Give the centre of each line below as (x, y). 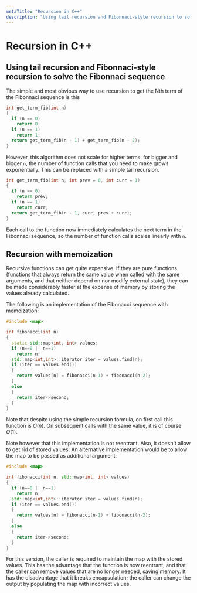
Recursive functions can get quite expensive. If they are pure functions (92, 268)
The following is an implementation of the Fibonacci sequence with (87, 305)
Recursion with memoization (60, 254)
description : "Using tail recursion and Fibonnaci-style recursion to (94, 17)
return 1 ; (29, 135)
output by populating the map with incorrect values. (68, 584)
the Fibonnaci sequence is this (43, 97)
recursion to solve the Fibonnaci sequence (86, 77)
